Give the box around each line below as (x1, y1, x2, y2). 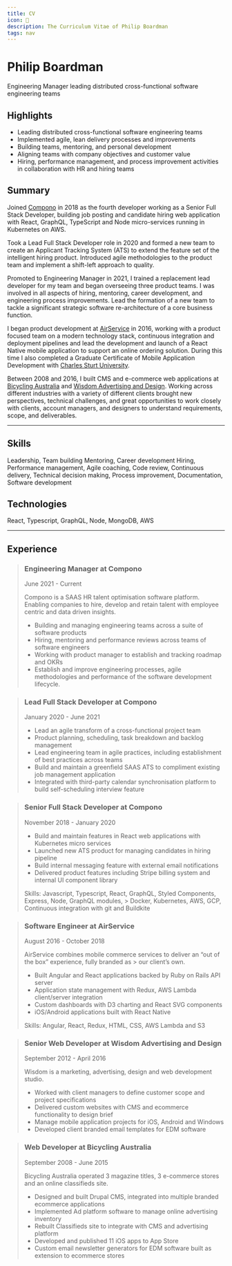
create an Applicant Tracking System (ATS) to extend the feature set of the (7, 246, 220, 254)
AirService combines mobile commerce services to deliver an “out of (23, 950, 220, 959)
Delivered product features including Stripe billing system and (34, 868, 211, 876)
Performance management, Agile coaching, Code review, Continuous (7, 463, 204, 471)
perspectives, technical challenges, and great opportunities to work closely (7, 396, 222, 405)
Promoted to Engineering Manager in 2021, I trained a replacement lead (7, 274, 211, 282)
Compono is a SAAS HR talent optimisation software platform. (23, 593, 200, 602)
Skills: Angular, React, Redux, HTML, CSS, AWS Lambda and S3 (23, 1022, 206, 1030)
